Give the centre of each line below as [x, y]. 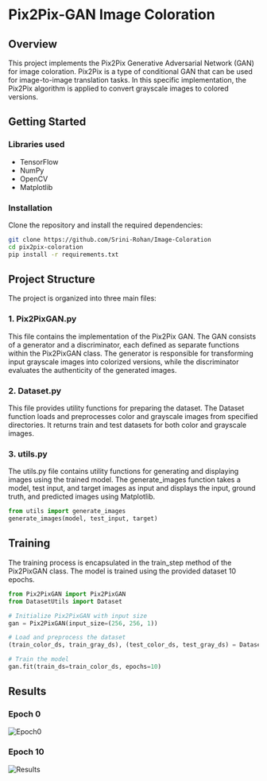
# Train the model [39, 659]
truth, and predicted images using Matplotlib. [82, 497]
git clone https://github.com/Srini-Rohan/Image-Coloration [110, 239]
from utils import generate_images [67, 511]
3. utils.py [28, 453]
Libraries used [37, 145]
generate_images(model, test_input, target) [83, 519]
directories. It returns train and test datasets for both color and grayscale [128, 425]
